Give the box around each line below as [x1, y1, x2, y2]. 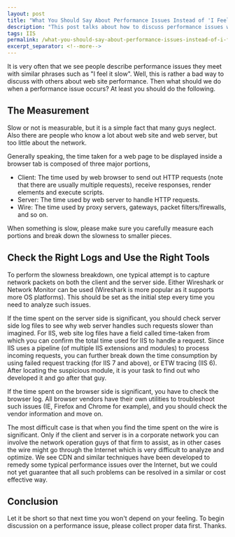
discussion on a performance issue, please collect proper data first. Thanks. [7, 522, 227, 530]
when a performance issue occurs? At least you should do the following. [7, 85, 215, 93]
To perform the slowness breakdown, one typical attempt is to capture [7, 270, 210, 279]
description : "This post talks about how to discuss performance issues [7, 23, 224, 30]
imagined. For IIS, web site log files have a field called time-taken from [7, 329, 210, 337]
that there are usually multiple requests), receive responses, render [17, 180, 211, 189]
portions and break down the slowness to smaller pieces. [7, 231, 172, 239]
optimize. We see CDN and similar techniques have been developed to [7, 453, 211, 461]
